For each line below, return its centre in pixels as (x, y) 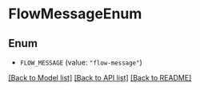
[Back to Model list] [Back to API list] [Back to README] (100, 78)
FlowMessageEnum (75, 14)
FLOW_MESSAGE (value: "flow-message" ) (81, 62)
